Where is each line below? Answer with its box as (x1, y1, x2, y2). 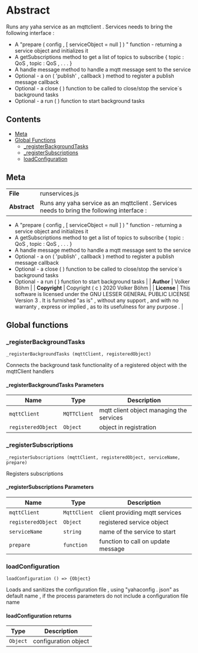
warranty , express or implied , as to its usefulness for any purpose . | (14, 303, 184, 310)
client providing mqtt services (99, 508, 181, 516)
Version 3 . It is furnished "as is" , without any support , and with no (14, 297, 179, 304)
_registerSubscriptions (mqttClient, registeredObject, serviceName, (6, 454, 181, 460)
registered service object (99, 518, 169, 526)
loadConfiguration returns (6, 612, 72, 619)
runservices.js (39, 189, 80, 197)
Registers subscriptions (6, 470, 64, 477)
